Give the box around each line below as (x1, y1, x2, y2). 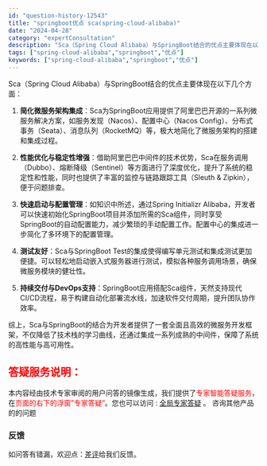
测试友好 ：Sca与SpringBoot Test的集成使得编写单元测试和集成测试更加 (19, 246, 253, 256)
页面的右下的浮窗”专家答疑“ (15, 397, 106, 407)
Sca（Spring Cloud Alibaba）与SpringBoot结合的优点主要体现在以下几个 (8, 79, 246, 88)
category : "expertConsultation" (8, 33, 115, 42)
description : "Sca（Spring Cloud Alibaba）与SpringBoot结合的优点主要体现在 (8, 41, 253, 49)
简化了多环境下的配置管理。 (26, 229, 118, 239)
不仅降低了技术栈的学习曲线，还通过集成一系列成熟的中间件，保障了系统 (21, 330, 259, 339)
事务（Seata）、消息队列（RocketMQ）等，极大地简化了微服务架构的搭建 (19, 125, 258, 135)
